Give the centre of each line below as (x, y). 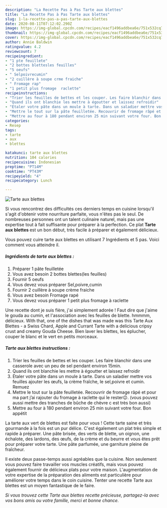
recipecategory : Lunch (29, 181)
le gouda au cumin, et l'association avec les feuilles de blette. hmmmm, (78, 315)
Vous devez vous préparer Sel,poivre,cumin (57, 285)
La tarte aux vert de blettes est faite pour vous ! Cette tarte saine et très (78, 423)
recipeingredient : (24, 56)
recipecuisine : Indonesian (33, 162)
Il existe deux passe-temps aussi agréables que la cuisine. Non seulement (81, 459)
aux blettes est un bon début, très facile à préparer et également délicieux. (82, 230)
